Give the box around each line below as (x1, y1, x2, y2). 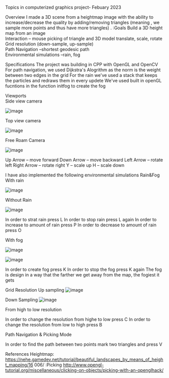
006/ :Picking (34, 362, 62, 368)
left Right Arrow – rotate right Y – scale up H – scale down (5, 162, 125, 168)
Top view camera (5, 118, 41, 123)
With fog (5, 237, 23, 243)
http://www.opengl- (62, 362, 104, 368)
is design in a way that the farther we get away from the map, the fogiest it (5, 272, 160, 277)
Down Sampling (5, 297, 38, 303)
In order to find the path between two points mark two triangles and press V (5, 341, 162, 347)
